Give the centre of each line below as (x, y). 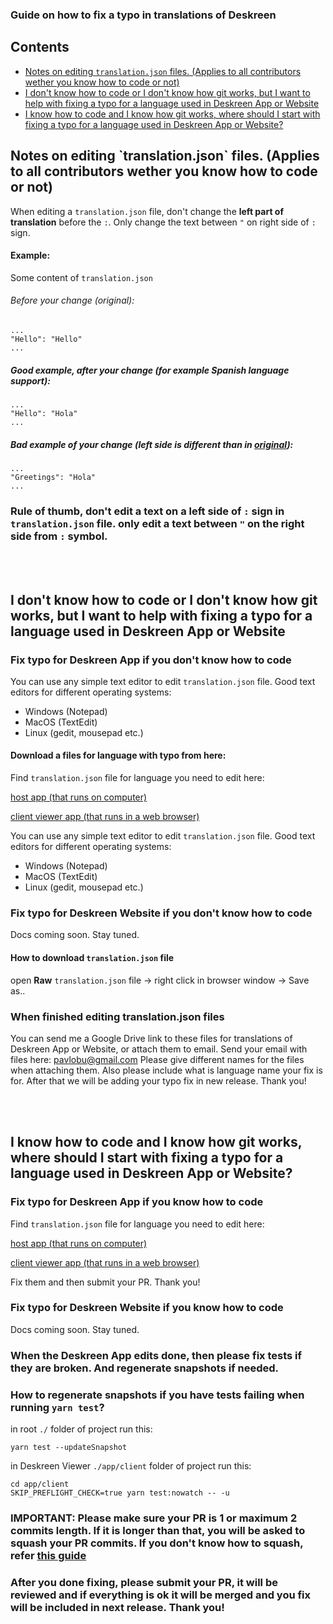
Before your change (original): (72, 300)
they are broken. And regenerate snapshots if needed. (145, 1368)
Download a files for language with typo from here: (118, 755)
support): (30, 380)
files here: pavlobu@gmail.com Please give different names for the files (157, 1059)
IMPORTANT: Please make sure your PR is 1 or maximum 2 (154, 1518)
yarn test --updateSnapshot (69, 1448)
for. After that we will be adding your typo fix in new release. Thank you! (158, 1080)
